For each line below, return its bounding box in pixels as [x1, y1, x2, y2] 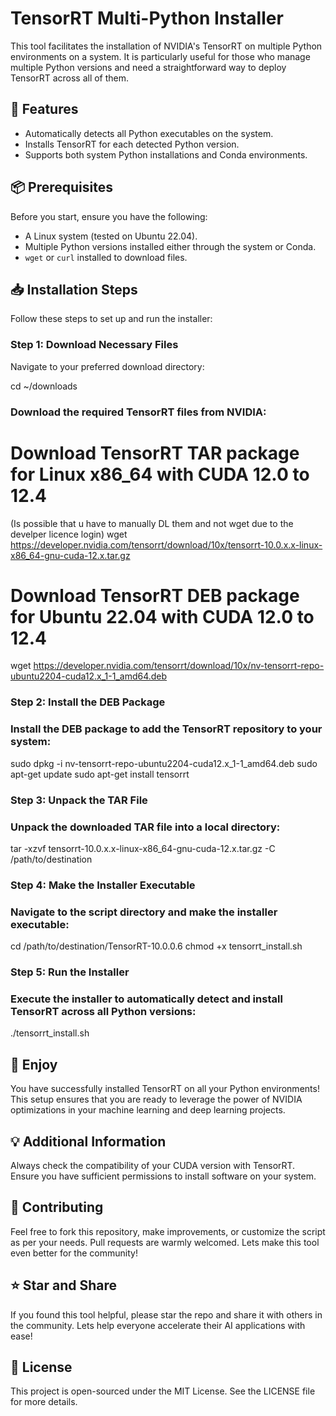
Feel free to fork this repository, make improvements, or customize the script [10, 1225, 326, 1237]
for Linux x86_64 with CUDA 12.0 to [10, 463, 310, 486]
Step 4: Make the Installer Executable [10, 878, 196, 892]
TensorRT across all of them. [10, 72, 130, 84]
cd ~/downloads [10, 380, 78, 392]
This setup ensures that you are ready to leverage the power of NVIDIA [10, 1093, 303, 1106]
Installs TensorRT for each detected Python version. [24, 138, 240, 150]
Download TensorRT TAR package [10, 442, 300, 464]
